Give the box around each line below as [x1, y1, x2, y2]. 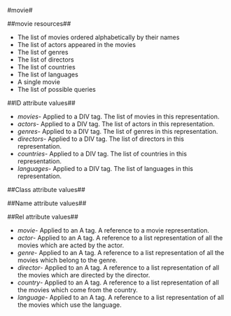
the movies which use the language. [17, 301, 122, 309]
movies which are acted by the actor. [17, 241, 125, 249]
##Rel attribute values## [7, 213, 78, 221]
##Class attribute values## [7, 186, 85, 193]
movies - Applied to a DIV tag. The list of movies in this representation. [17, 112, 220, 121]
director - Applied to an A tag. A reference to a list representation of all [17, 263, 219, 272]
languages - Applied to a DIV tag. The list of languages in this [17, 165, 194, 172]
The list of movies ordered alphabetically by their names [17, 33, 180, 41]
